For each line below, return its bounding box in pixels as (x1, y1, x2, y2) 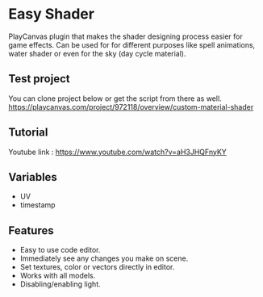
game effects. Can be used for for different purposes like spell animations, (8, 40, 256, 49)
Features (8, 224, 54, 237)
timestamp (19, 200, 56, 210)
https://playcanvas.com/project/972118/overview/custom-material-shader (8, 102, 254, 111)
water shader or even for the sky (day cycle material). (8, 48, 186, 58)
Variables (8, 170, 58, 184)
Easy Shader (8, 5, 95, 23)
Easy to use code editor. (19, 245, 101, 255)
